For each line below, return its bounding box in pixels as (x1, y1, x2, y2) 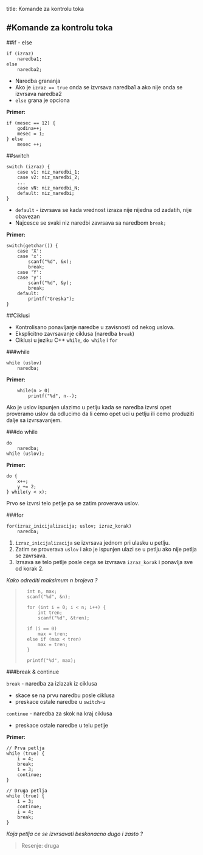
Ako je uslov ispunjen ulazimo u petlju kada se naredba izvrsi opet (6, 403, 171, 410)
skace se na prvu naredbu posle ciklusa (15, 692, 115, 699)
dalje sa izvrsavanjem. (6, 416, 62, 424)
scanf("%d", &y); (28, 279, 72, 286)
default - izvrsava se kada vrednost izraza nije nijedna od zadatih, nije (15, 206, 192, 213)
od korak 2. (15, 565, 44, 572)
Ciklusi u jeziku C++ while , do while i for (15, 336, 118, 344)
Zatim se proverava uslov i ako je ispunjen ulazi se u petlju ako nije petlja (15, 545, 198, 553)
